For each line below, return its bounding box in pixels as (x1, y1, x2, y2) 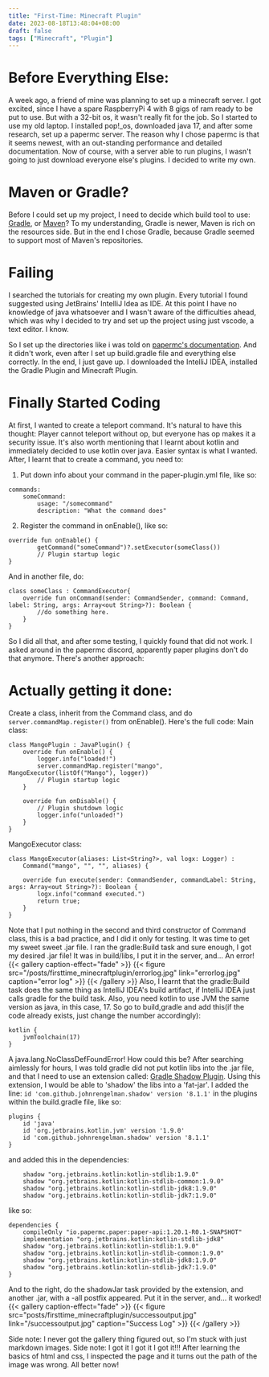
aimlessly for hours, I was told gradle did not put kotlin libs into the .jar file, (8, 1063, 255, 1072)
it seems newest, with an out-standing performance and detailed (8, 138, 222, 148)
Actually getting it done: (8, 682, 173, 700)
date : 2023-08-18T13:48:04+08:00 (8, 19, 120, 27)
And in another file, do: (8, 572, 84, 581)
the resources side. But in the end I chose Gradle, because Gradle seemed (8, 227, 255, 237)
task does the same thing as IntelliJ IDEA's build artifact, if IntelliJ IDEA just (8, 985, 255, 994)
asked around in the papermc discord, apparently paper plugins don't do (8, 645, 249, 654)
